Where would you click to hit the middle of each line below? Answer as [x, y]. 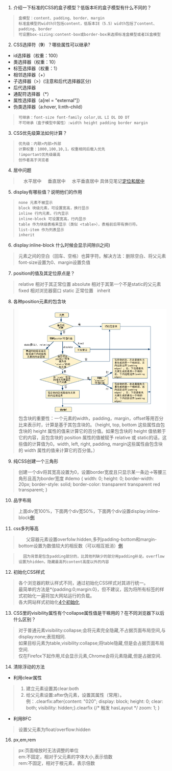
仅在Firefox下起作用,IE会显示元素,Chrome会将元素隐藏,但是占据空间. [90, 656]
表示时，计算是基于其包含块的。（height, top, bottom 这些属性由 [94, 425]
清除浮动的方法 [29, 667]
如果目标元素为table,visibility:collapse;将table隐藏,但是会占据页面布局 [91, 643]
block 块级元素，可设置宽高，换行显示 [54, 208]
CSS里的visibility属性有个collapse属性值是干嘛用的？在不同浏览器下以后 [89, 613]
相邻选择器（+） [30, 75]
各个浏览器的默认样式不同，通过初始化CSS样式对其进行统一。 [83, 583]
